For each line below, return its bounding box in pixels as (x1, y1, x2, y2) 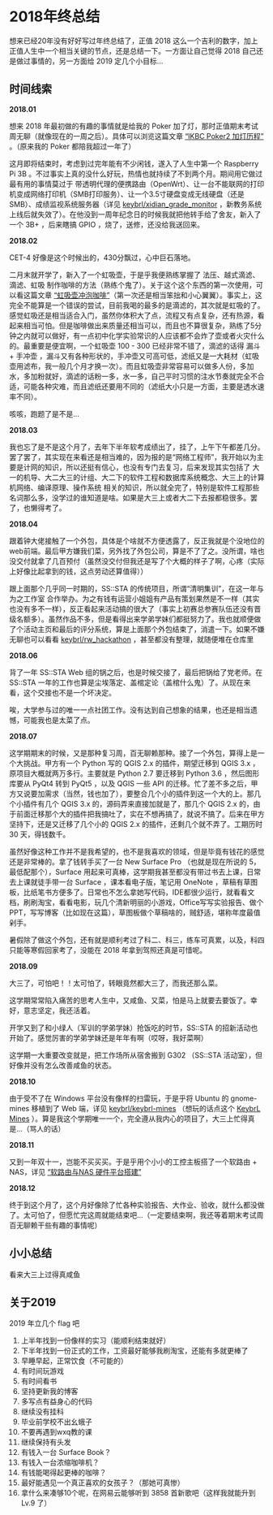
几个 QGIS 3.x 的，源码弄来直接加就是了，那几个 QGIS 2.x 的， (44, 799, 254, 808)
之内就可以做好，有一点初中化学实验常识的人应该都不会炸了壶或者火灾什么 (15, 331, 265, 340)
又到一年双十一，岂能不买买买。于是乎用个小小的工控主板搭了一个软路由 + (9, 1157, 258, 1167)
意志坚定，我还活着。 (23, 1005, 95, 1015)
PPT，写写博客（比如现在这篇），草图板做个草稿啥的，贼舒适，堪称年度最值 (9, 907, 261, 917)
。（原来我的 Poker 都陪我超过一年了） (9, 141, 136, 151)
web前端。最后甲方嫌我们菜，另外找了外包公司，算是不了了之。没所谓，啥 (9, 546, 258, 556)
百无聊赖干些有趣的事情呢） (9, 1220, 102, 1230)
